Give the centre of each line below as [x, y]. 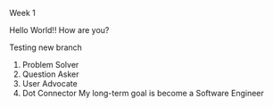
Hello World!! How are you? [59, 30]
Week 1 [22, 13]
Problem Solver [50, 65]
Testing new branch [46, 47]
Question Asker [50, 74]
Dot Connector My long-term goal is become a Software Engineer [143, 93]
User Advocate [50, 83]
